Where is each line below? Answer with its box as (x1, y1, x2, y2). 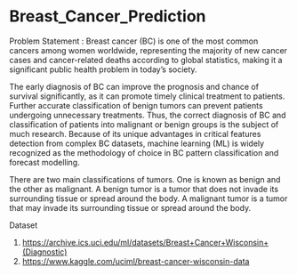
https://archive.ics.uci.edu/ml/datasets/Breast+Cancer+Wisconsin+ (21, 237, 269, 247)
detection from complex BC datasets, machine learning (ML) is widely (9, 138, 265, 149)
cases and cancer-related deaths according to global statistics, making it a (9, 54, 283, 65)
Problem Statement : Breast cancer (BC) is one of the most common (9, 36, 259, 46)
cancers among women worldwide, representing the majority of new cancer (9, 44, 287, 55)
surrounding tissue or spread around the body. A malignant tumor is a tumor (9, 193, 288, 204)
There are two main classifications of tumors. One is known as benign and (9, 174, 281, 184)
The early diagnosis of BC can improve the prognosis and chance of (9, 81, 260, 92)
